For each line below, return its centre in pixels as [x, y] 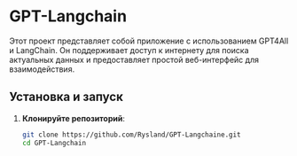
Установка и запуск [66, 97]
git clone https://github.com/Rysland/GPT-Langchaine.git [131, 135]
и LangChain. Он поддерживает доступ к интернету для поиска [129, 50]
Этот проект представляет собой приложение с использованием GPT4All [149, 41]
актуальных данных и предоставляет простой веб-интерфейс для [134, 59]
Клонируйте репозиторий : [74, 118]
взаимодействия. [42, 69]
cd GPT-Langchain [54, 143]
